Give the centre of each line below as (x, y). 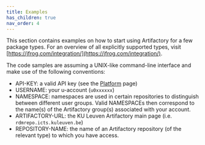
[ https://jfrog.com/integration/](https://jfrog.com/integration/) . (84, 54)
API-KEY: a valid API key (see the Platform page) (76, 83)
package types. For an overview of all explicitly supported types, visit (94, 47)
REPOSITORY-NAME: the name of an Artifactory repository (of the (98, 129)
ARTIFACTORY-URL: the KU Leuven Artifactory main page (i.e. (94, 116)
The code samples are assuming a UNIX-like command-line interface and (99, 65)
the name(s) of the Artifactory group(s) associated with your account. (103, 110)
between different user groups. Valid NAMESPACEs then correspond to (105, 103)
